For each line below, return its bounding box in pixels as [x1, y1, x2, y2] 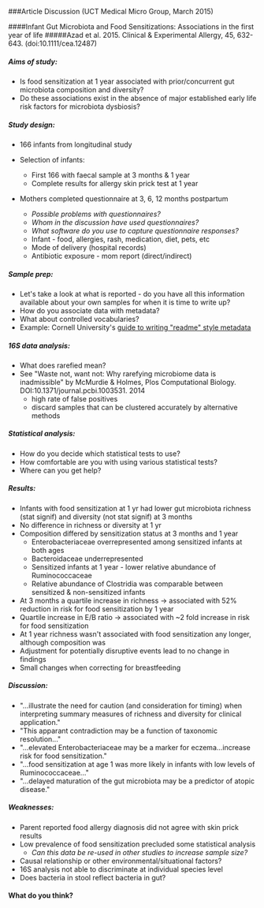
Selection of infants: [19, 155, 85, 164]
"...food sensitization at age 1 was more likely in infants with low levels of [19, 759, 255, 768]
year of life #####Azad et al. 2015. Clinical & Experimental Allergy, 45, [8, 31, 236, 39]
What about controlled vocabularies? [19, 314, 139, 323]
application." [19, 717, 61, 727]
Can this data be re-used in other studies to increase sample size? [31, 847, 248, 857]
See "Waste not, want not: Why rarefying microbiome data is [19, 368, 217, 378]
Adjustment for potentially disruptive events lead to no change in [19, 646, 230, 656]
